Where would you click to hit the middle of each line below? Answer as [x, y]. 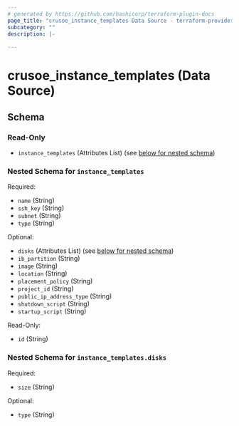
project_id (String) [46, 289]
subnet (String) [39, 216]
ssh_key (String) [41, 208]
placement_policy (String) [55, 281]
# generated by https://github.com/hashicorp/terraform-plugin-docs [111, 14]
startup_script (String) [52, 311]
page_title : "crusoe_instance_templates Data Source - [90, 21]
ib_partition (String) [49, 259]
